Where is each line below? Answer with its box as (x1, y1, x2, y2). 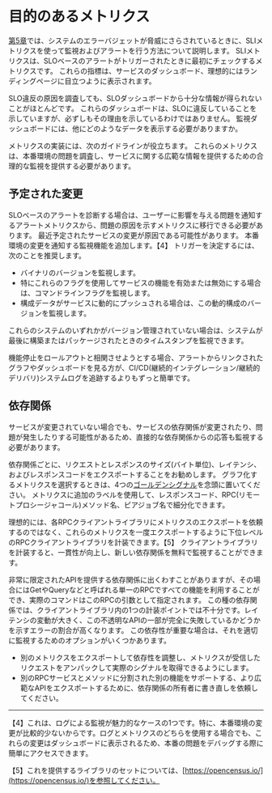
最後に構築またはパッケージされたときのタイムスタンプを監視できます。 (8, 335, 249, 345)
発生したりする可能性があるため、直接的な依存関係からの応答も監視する (22, 432, 264, 442)
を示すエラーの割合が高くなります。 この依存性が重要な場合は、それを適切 (8, 625, 258, 635)
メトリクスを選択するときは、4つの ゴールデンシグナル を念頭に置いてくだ (15, 479, 261, 490)
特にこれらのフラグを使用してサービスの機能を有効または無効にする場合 (19, 278, 261, 287)
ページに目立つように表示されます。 (36, 76, 156, 86)
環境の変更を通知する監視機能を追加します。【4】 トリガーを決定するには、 (8, 240, 259, 250)
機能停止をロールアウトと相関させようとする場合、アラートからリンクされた (8, 353, 264, 363)
